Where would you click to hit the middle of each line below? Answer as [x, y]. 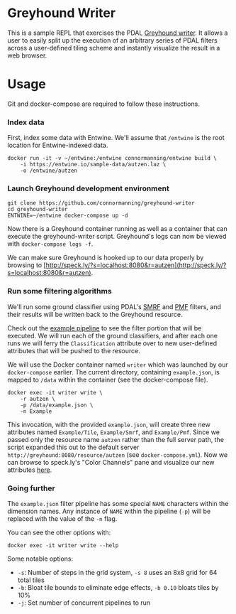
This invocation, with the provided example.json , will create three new [109, 424]
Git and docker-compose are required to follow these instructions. [103, 104]
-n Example [36, 411]
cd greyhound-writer [38, 210]
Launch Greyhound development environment [89, 188]
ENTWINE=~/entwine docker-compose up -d [68, 216]
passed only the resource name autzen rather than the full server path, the [116, 439]
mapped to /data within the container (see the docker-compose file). [108, 379]
